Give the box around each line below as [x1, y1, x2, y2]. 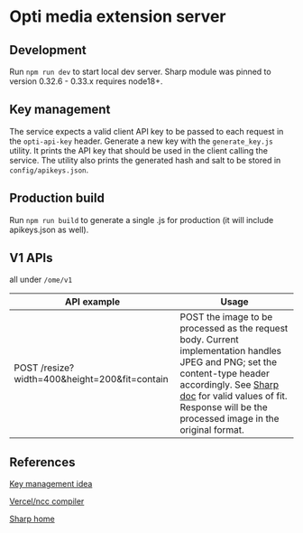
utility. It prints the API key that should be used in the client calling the [9, 145, 269, 155]
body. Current [179, 333, 239, 346]
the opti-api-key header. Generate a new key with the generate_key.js [9, 136, 273, 146]
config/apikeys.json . [9, 164, 89, 175]
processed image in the [179, 413, 280, 425]
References [9, 454, 76, 470]
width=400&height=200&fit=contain [14, 373, 169, 386]
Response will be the [179, 401, 268, 414]
